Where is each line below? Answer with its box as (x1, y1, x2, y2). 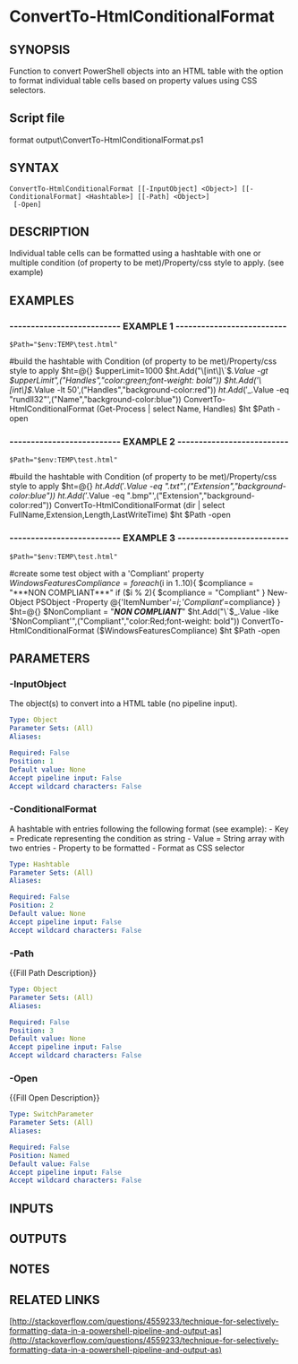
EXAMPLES (9, 293, 74, 308)
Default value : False (9, 1159, 90, 1169)
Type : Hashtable (9, 859, 70, 868)
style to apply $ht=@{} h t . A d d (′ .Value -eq (9, 481, 163, 492)
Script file (9, 110, 65, 126)
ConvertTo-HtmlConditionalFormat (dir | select (53, 500, 226, 511)
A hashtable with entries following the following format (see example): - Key (9, 823, 289, 834)
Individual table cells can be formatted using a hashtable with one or (9, 248, 261, 259)
